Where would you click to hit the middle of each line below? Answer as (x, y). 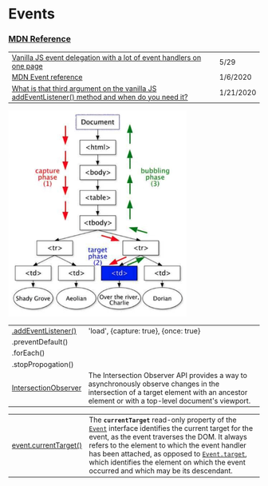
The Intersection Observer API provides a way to (167, 375)
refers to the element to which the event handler (168, 445)
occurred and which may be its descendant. (161, 471)
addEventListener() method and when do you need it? (100, 97)
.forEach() (28, 353)
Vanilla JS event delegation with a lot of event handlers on (106, 58)
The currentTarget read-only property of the (163, 420)
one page (27, 66)
